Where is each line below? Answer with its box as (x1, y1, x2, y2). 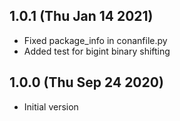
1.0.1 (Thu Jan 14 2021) (9, 8, 154, 25)
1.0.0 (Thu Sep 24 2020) (9, 74, 164, 91)
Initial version (23, 100, 79, 113)
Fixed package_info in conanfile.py (23, 34, 168, 46)
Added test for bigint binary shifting (23, 45, 171, 57)
